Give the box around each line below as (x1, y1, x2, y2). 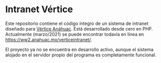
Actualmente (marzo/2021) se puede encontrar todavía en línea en (5, 31, 144, 37)
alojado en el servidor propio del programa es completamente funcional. (5, 52, 156, 58)
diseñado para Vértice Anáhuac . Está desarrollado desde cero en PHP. (5, 25, 153, 31)
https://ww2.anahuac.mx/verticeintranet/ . (5, 37, 92, 43)
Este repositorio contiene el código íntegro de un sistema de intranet (5, 20, 149, 26)
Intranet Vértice (5, 4, 73, 15)
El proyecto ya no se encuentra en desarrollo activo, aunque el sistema (5, 46, 154, 52)
